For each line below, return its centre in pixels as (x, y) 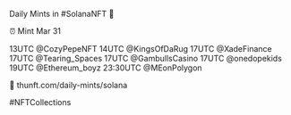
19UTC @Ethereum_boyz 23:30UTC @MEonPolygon (106, 68)
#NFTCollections (40, 102)
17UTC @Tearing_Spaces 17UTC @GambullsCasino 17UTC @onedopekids (145, 58)
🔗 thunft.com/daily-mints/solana (68, 85)
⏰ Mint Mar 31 (35, 31)
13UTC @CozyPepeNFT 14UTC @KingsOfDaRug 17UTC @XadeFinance (141, 49)
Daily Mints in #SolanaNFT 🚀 (62, 14)
